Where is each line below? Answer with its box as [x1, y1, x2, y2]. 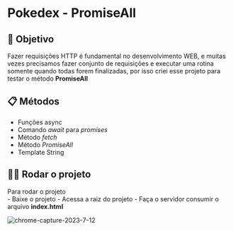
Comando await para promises [17, 125, 108, 134]
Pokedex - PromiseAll [7, 5, 137, 21]
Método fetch [17, 133, 57, 141]
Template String [17, 148, 64, 156]
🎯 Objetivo [7, 33, 55, 45]
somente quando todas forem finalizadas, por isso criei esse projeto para [7, 67, 221, 75]
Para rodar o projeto [7, 187, 66, 196]
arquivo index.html [7, 202, 64, 211]
